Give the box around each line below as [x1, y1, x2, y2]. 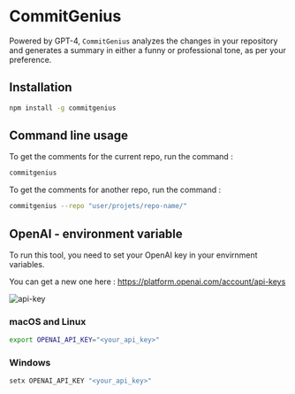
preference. [9, 54, 52, 65]
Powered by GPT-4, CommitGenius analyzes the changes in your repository [9, 35, 278, 46]
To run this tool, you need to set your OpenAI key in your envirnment [9, 250, 258, 260]
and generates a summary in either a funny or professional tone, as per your [9, 44, 287, 55]
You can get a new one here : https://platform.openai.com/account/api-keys [9, 276, 286, 287]
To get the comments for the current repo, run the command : [9, 151, 234, 162]
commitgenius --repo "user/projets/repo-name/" [9, 202, 188, 211]
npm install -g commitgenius [9, 104, 117, 112]
